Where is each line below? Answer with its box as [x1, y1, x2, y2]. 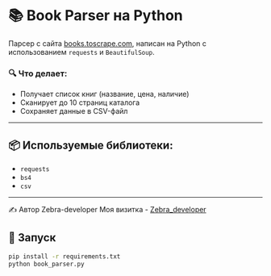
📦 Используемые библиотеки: [8, 138, 173, 152]
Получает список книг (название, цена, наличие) [19, 90, 190, 99]
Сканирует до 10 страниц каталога [19, 98, 140, 107]
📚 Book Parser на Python [8, 6, 183, 25]
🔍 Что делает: [8, 68, 68, 79]
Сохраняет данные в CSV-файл [19, 107, 128, 116]
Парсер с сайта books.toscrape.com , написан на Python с [8, 38, 207, 48]
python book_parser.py [8, 260, 85, 268]
